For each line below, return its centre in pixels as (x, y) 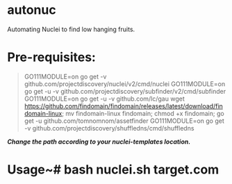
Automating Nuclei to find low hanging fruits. (71, 29)
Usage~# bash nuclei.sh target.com (113, 170)
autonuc (32, 10)
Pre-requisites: (51, 57)
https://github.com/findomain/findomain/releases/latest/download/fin (124, 106)
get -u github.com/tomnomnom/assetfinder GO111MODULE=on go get (124, 121)
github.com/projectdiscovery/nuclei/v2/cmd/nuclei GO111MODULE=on (125, 84)
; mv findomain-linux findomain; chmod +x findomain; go (143, 113)
